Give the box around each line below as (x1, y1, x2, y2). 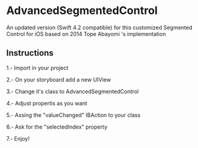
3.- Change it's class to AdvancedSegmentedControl (6, 88, 139, 95)
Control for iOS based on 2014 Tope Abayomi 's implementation (6, 30, 166, 37)
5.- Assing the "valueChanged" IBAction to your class (6, 111, 141, 119)
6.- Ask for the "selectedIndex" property (6, 123, 108, 130)
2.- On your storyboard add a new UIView (6, 76, 111, 83)
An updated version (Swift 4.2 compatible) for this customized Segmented (6, 24, 193, 31)
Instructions (6, 48, 54, 58)
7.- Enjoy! (6, 135, 30, 142)
